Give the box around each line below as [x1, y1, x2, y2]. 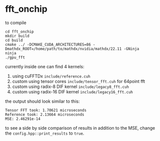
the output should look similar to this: [5, 98, 80, 104]
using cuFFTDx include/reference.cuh [12, 73, 91, 79]
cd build [5, 38, 23, 43]
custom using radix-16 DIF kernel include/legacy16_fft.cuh [12, 88, 133, 94]
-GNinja [123, 46, 139, 51]
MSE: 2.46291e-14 [5, 116, 41, 121]
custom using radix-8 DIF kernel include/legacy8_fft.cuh [12, 84, 129, 89]
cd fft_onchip [5, 29, 34, 34]
